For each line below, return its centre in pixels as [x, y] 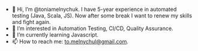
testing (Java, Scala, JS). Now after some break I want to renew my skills [102, 16]
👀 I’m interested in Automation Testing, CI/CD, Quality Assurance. [92, 28]
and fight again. [31, 22]
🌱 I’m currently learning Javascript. [55, 35]
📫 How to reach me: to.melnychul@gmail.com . [70, 41]
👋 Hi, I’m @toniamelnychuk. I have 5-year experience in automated [94, 9]
